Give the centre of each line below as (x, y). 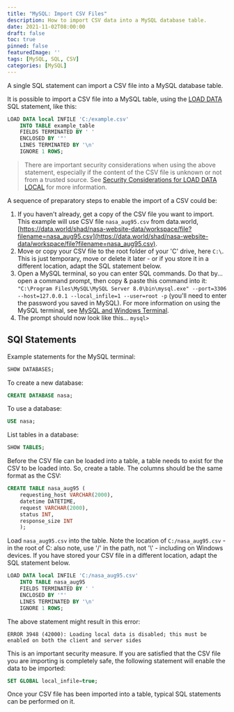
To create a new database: (45, 382)
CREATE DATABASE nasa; (40, 395)
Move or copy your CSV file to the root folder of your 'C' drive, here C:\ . (120, 251)
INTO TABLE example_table (57, 126)
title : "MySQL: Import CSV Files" (57, 14)
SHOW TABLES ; (26, 448)
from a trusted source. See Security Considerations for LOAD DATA (120, 179)
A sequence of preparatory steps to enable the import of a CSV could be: (112, 200)
